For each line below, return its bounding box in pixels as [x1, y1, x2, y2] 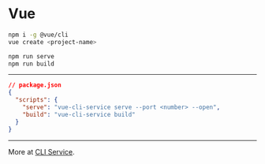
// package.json [8, 81, 62, 89]
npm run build [8, 60, 55, 68]
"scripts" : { [15, 96, 58, 104]
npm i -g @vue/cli [8, 31, 69, 39]
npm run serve [8, 52, 55, 60]
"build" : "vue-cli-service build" [22, 110, 136, 118]
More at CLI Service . [8, 147, 75, 156]
